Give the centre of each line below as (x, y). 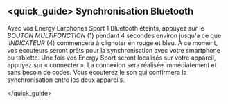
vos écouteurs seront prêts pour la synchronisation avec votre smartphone (114, 50)
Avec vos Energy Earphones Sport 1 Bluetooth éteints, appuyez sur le (106, 28)
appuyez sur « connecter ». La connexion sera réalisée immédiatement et (112, 64)
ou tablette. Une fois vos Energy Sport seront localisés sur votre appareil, (112, 58)
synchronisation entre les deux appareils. (66, 80)
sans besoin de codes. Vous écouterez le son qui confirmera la (97, 72)
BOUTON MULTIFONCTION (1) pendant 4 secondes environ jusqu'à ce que (114, 35)
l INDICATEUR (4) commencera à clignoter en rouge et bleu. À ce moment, (113, 43)
